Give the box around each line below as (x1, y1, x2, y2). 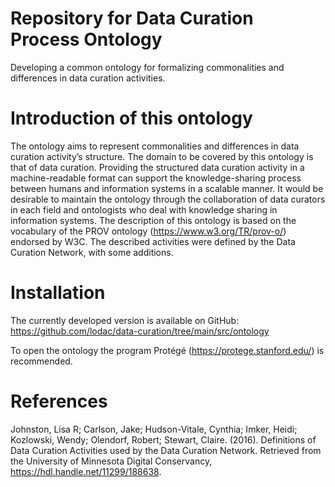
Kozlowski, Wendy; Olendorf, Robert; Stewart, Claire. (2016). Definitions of (10, 433, 317, 446)
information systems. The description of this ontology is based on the (10, 214, 297, 226)
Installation (10, 282, 106, 304)
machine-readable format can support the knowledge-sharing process (10, 172, 302, 184)
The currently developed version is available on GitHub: (10, 314, 240, 326)
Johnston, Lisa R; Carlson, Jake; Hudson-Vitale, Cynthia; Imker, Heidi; (10, 423, 298, 435)
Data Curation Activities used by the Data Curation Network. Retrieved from (10, 444, 322, 456)
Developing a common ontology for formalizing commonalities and (10, 61, 285, 73)
